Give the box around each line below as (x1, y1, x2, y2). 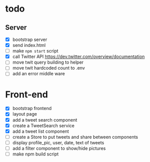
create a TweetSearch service (12, 122, 75, 129)
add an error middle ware (12, 71, 65, 77)
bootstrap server (12, 36, 48, 42)
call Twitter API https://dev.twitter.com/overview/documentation (12, 53, 145, 60)
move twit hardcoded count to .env (12, 65, 85, 71)
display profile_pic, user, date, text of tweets (12, 139, 104, 145)
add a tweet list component (12, 128, 69, 134)
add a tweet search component (12, 117, 78, 123)
